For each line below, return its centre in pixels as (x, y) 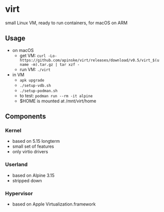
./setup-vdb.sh (35, 85)
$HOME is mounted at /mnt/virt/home (58, 101)
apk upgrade (32, 80)
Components (25, 116)
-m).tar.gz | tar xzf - (55, 64)
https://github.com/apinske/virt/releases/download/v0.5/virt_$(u (89, 60)
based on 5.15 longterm (36, 141)
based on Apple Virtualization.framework (54, 204)
